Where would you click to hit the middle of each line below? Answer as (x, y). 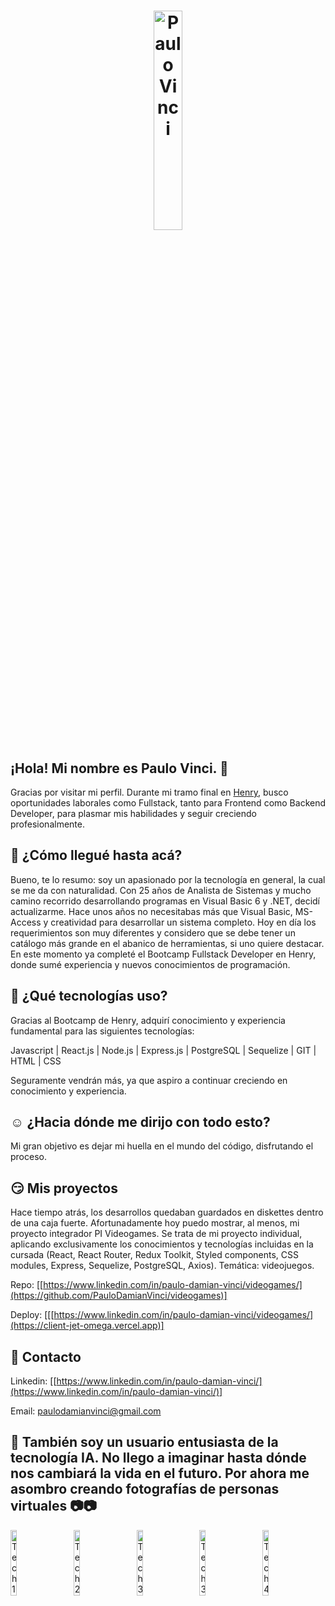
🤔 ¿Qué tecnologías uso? (89, 996)
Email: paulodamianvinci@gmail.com (86, 1411)
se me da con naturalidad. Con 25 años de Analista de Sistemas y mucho (161, 890)
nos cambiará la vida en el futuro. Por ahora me (160, 1473)
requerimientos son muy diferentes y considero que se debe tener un (153, 932)
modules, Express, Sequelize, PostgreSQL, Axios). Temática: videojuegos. (162, 1266)
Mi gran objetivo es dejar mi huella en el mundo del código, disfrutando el (162, 1146)
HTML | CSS (36, 1061)
